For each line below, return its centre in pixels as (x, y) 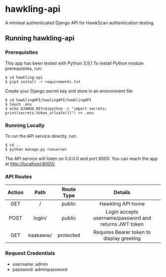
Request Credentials (30, 253)
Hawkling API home (122, 204)
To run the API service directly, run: (41, 136)
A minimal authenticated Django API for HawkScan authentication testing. (80, 23)
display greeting (122, 238)
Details (122, 193)
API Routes (19, 176)
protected (69, 236)
